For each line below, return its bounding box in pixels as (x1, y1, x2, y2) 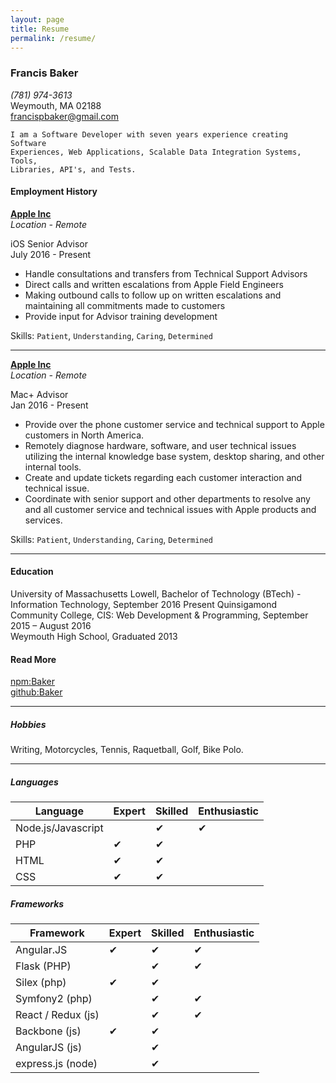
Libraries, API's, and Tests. (10, 164, 137, 175)
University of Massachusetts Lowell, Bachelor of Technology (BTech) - (10, 588, 302, 600)
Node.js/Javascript (15, 821, 104, 835)
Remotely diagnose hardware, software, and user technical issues (24, 439, 297, 451)
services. (24, 514, 63, 526)
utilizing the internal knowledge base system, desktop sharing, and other (24, 450, 325, 462)
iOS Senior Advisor (10, 237, 89, 250)
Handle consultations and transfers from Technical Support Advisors (24, 267, 308, 280)
